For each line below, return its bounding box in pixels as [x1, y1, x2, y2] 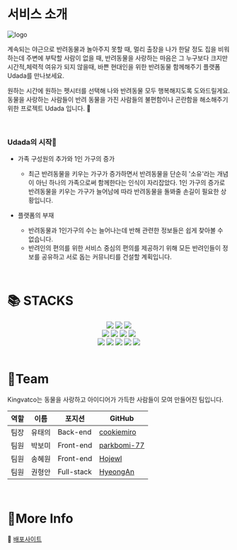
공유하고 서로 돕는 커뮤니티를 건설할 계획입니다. [41, 252, 172, 262]
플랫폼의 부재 [17, 211, 54, 220]
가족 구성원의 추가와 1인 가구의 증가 [17, 155, 115, 163]
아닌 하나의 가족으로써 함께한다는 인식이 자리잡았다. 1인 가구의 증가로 [35, 178, 226, 187]
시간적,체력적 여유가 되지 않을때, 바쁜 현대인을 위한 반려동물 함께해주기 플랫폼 [7, 62, 221, 71]
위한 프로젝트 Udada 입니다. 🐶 [7, 104, 91, 112]
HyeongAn [98, 467, 134, 477]
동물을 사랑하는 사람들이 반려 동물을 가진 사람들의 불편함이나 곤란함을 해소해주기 [7, 95, 229, 103]
